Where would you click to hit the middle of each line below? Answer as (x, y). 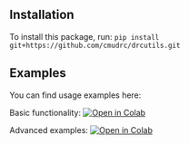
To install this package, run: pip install (85, 36)
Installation (42, 15)
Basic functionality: (45, 112)
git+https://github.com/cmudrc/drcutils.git (95, 45)
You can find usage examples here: (75, 95)
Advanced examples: (49, 130)
